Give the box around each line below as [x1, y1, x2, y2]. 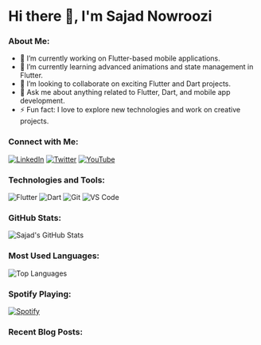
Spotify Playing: [8, 288, 72, 300]
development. [19, 96, 65, 106]
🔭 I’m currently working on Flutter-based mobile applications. [19, 53, 220, 63]
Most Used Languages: [8, 250, 100, 261]
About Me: [8, 36, 50, 47]
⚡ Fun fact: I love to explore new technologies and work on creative [19, 105, 241, 115]
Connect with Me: [8, 136, 79, 147]
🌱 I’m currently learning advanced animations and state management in [19, 62, 254, 72]
